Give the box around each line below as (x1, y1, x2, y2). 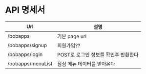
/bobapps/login (7, 51, 43, 58)
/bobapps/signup (7, 42, 47, 49)
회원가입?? (57, 42, 81, 49)
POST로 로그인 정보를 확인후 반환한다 (57, 51, 139, 58)
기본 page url (57, 33, 87, 40)
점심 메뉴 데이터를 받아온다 (57, 60, 116, 67)
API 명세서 (5, 4, 45, 16)
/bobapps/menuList (7, 60, 53, 67)
